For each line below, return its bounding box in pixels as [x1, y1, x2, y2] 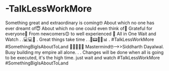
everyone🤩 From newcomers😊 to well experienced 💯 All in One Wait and [5, 31, 156, 37]
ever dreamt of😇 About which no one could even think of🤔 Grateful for [5, 25, 153, 31]
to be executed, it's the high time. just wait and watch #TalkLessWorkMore [5, 54, 160, 60]
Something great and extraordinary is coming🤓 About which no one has [5, 20, 155, 26]
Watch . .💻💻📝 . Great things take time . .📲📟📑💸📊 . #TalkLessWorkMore [5, 36, 154, 42]
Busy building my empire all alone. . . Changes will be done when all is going [5, 49, 164, 55]
